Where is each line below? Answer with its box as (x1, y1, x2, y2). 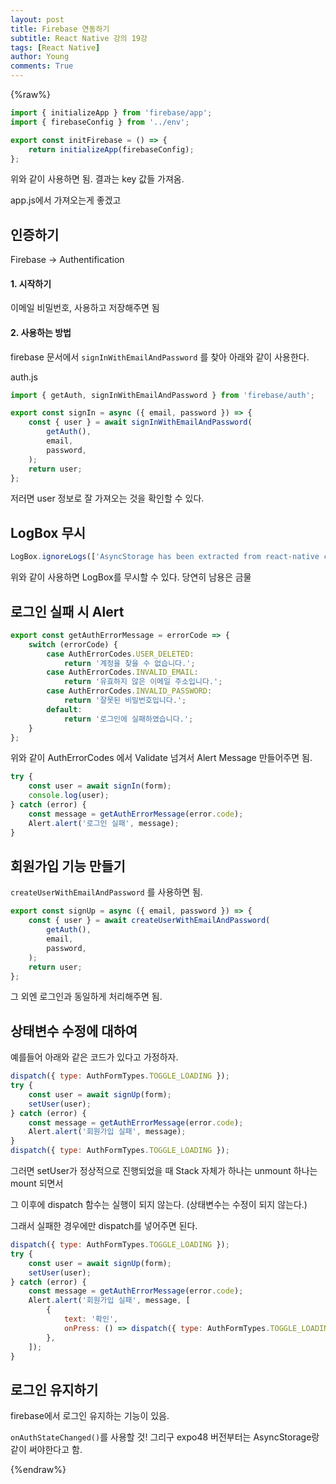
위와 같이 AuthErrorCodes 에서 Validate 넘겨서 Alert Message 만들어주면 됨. (10, 752, 313, 764)
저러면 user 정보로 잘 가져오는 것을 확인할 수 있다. (10, 492, 205, 505)
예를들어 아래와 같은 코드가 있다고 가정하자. (10, 1051, 179, 1063)
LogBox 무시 (10, 524, 87, 541)
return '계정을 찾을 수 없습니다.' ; (63, 658, 196, 668)
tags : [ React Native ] (10, 42, 101, 53)
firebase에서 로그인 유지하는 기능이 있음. (10, 1410, 170, 1422)
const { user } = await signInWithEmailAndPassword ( (28, 417, 253, 428)
